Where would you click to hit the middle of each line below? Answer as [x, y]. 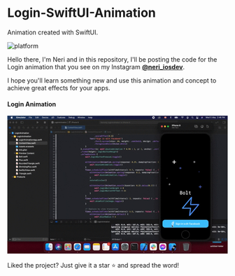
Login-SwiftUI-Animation [81, 13]
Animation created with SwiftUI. [53, 32]
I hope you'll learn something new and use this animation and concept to [112, 80]
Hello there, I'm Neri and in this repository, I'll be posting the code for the [112, 59]
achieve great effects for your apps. [59, 88]
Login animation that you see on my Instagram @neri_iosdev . [96, 67]
